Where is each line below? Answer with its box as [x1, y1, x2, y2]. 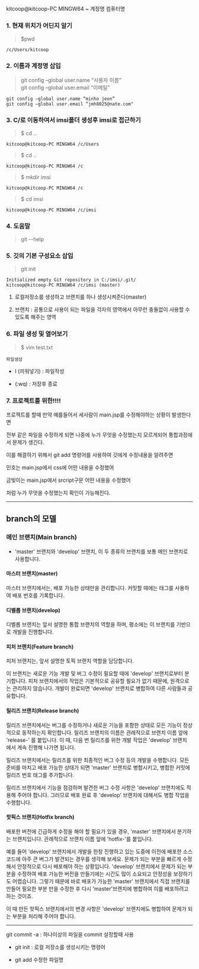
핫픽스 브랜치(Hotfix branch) [6, 814, 75, 821]
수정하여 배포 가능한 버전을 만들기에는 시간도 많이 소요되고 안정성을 [17, 870, 172, 877]
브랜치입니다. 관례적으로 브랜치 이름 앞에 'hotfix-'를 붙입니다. [12, 835, 153, 842]
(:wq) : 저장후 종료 [14, 380, 58, 387]
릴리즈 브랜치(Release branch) [6, 707, 79, 714]
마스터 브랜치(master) [6, 570, 58, 577]
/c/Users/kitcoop [6, 47, 49, 53]
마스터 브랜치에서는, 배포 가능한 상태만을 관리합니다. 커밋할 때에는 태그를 [6, 584, 174, 591]
